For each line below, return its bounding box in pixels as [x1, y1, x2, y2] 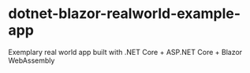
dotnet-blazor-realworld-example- [8, 5, 241, 23]
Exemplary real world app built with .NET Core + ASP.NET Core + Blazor [8, 47, 243, 57]
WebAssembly [8, 56, 55, 65]
